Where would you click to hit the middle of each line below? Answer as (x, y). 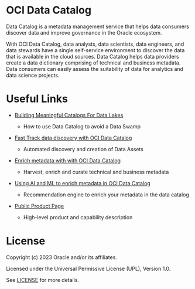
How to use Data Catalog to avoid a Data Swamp (82, 126)
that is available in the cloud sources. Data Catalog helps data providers (93, 56)
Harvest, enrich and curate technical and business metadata (96, 172)
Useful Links (37, 99)
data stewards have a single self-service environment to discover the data (95, 50)
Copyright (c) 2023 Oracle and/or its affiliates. (61, 257)
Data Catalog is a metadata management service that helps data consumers (97, 26)
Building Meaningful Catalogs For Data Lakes (69, 115)
